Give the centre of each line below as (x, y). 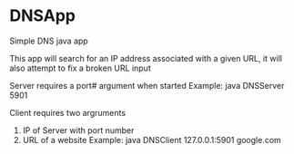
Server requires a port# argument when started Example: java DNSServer (147, 85)
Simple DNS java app (49, 41)
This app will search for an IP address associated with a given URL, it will (146, 58)
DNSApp (42, 16)
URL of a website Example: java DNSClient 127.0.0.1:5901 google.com (152, 140)
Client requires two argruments (67, 112)
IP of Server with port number (78, 130)
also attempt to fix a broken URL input (81, 68)
